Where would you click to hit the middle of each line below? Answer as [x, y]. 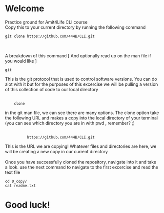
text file [13, 172]
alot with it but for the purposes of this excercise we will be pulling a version [82, 84]
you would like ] [21, 61]
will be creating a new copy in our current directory [57, 151]
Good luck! [28, 205]
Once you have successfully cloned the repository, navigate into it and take [81, 162]
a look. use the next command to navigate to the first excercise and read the [82, 167]
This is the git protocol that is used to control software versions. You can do [81, 79]
